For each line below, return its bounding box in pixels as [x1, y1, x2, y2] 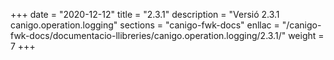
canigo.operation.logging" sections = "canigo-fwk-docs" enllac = [10, 19, 280, 31]
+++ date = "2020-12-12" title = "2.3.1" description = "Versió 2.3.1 [10, 9, 280, 20]
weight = [288, 30, 325, 41]
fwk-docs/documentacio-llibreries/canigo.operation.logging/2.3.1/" [10, 30, 287, 41]
